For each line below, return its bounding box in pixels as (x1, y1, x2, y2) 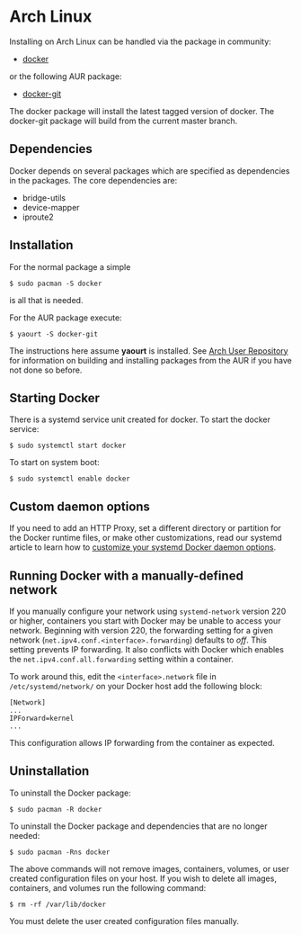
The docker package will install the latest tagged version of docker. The (9, 105, 275, 116)
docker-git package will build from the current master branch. (9, 115, 238, 126)
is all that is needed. (9, 294, 84, 305)
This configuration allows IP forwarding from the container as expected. (9, 738, 276, 748)
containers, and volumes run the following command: (9, 882, 207, 893)
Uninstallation (9, 763, 90, 779)
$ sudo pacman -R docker (9, 805, 102, 814)
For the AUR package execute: (9, 312, 123, 323)
